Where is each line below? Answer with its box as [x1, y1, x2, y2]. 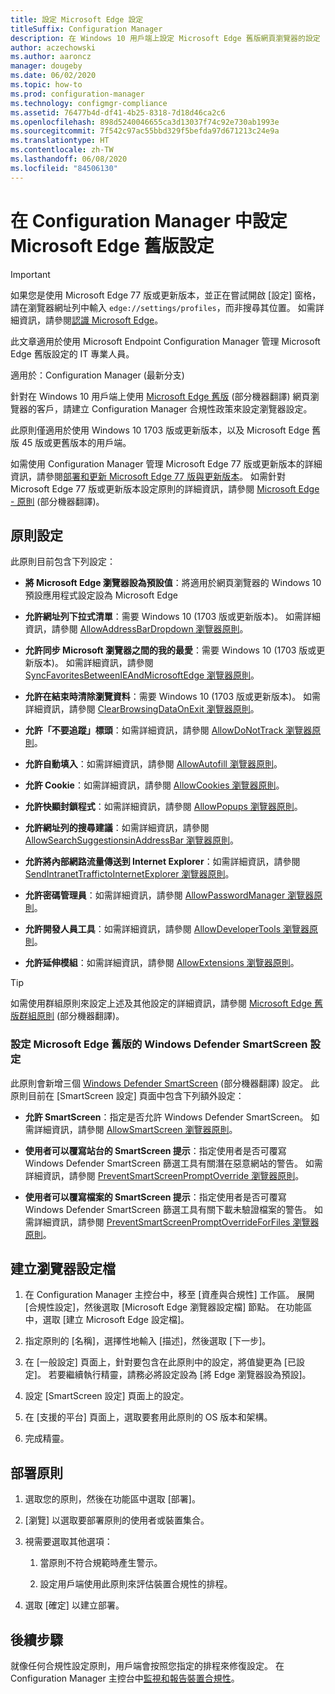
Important [10, 268, 51, 280]
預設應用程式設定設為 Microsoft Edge [24, 589, 178, 601]
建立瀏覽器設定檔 [10, 1261, 116, 1278]
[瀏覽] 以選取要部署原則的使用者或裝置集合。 [24, 1514, 210, 1526]
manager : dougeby [10, 61, 83, 71]
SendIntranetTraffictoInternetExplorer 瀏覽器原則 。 [24, 868, 235, 880]
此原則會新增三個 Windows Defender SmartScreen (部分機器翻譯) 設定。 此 [10, 1077, 320, 1089]
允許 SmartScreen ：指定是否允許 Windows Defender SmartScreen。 [24, 1111, 309, 1123]
